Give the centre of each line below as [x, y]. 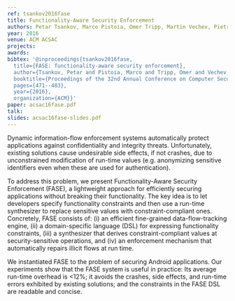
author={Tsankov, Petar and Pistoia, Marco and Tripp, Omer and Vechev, [122, 72]
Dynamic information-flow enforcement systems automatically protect [108, 138]
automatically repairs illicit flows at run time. [71, 248]
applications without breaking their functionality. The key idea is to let [107, 196]
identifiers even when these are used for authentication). [89, 167]
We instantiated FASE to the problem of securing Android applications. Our [115, 261]
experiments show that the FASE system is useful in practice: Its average [112, 269]
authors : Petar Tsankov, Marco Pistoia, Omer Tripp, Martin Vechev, [109, 27]
